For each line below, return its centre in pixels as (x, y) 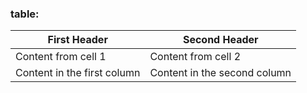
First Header (77, 40)
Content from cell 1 (61, 57)
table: (25, 14)
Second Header (220, 40)
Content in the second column (220, 73)
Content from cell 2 (195, 57)
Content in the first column (78, 73)
